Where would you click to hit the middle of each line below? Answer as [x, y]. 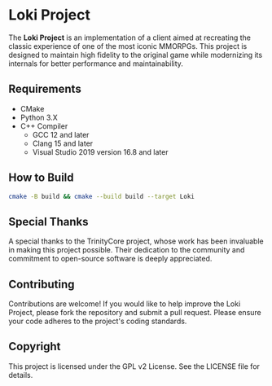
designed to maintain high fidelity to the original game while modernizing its [136, 55]
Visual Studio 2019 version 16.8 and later [100, 151]
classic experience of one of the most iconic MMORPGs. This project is [128, 46]
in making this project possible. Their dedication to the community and [127, 250]
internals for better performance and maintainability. [96, 64]
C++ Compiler [44, 126]
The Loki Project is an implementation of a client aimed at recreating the [129, 37]
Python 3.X [39, 117]
